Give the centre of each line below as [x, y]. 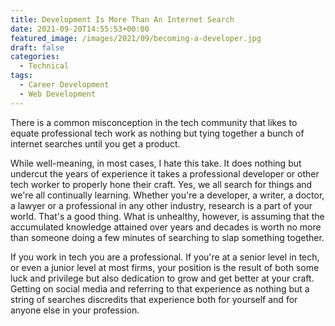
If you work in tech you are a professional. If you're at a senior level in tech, [165, 257]
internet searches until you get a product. [95, 143]
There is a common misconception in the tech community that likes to [154, 122]
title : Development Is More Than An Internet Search [122, 19]
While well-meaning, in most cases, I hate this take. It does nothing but [156, 163]
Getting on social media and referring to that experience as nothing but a [160, 288]
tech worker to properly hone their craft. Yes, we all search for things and [161, 184]
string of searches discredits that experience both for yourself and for [154, 299]
